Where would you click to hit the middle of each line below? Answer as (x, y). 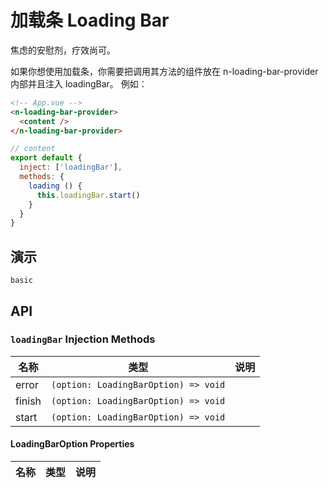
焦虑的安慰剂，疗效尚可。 (63, 50)
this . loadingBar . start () (88, 195)
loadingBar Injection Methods (83, 339)
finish (28, 401)
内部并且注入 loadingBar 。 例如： (79, 83)
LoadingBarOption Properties (72, 444)
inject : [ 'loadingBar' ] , (71, 167)
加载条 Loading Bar (90, 20)
